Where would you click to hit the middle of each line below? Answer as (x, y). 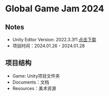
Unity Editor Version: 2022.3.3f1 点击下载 (54, 40)
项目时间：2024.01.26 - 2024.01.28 (49, 46)
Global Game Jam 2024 (55, 9)
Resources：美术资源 (34, 88)
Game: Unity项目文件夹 (36, 76)
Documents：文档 (31, 82)
